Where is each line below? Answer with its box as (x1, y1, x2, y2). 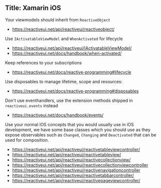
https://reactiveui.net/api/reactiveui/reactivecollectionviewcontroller (12, 162, 148, 168)
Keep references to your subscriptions (5, 59, 82, 65)
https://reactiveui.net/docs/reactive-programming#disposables (12, 88, 139, 94)
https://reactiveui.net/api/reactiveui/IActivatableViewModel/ (12, 45, 132, 51)
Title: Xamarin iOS (5, 4, 61, 12)
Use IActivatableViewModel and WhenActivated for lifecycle (5, 36, 123, 41)
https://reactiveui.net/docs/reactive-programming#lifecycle (12, 69, 131, 75)
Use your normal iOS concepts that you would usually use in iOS (5, 121, 134, 127)
